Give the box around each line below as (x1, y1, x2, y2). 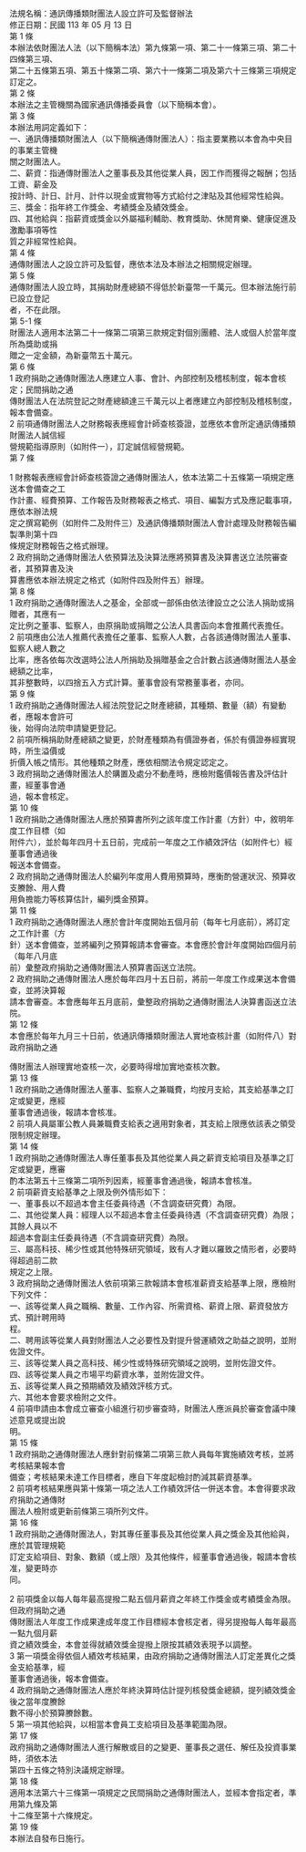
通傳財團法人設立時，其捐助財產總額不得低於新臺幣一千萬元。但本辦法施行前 (9, 282, 297, 292)
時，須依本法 (9, 1754, 57, 1764)
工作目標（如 (16, 825, 66, 836)
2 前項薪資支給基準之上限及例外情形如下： (9, 1186, 168, 1197)
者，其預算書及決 (9, 564, 74, 574)
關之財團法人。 (9, 156, 66, 167)
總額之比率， (9, 666, 57, 677)
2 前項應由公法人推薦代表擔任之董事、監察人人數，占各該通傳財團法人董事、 (9, 632, 296, 642)
